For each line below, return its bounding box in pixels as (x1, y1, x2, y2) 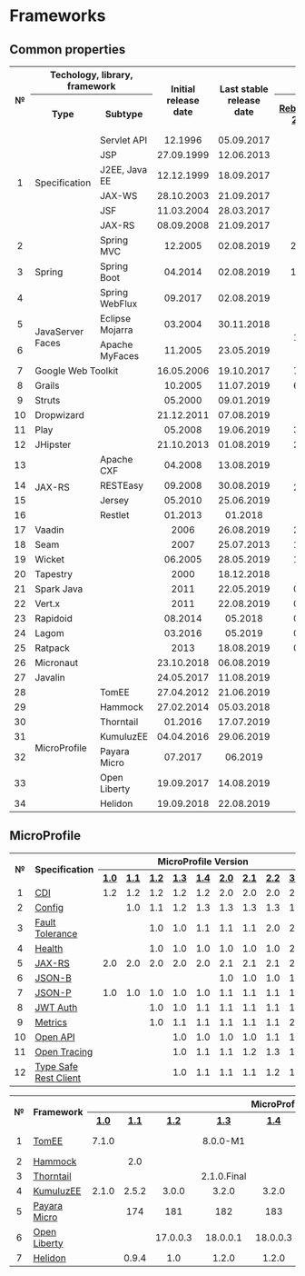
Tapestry (34, 568, 73, 580)
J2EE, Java (99, 164, 148, 175)
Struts (34, 394, 61, 406)
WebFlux (99, 297, 138, 310)
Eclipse (99, 313, 132, 324)
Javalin (34, 672, 65, 683)
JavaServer (34, 325, 84, 337)
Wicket (34, 553, 65, 565)
